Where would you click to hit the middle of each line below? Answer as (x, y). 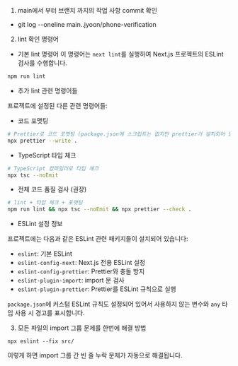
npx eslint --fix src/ (41, 341)
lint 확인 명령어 (38, 39)
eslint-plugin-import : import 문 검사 (71, 281)
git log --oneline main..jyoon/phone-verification (87, 24)
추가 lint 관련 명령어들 (47, 90)
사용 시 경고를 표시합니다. (50, 313)
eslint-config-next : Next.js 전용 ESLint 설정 (81, 263)
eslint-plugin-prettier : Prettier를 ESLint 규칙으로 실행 (97, 289)
